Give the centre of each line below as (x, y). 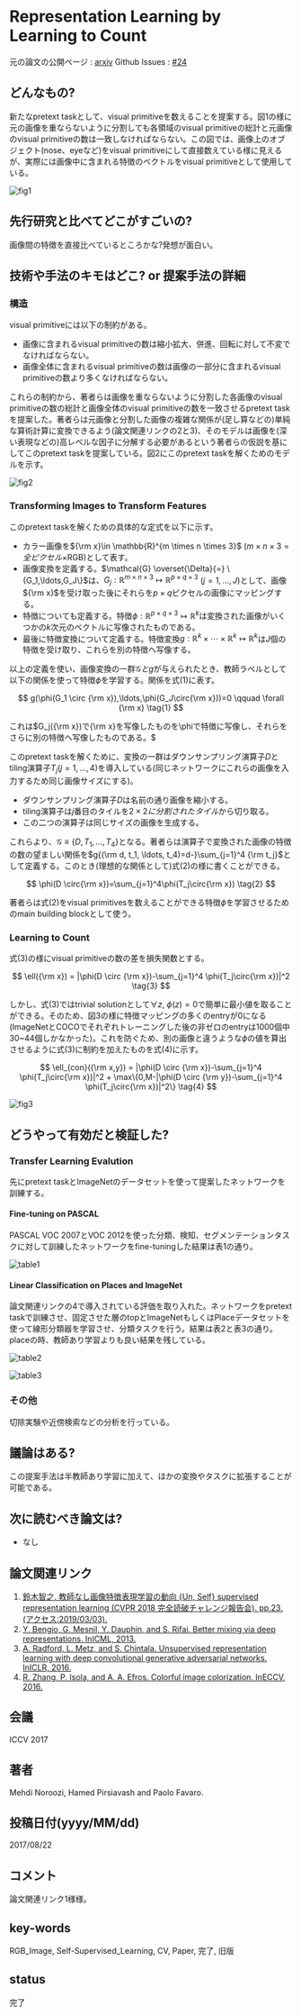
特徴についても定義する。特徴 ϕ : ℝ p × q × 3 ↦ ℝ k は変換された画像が (146, 615)
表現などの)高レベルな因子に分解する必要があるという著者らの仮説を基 (148, 442)
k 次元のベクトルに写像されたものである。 (123, 627)
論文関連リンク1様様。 (50, 1899)
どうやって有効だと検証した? (89, 1135)
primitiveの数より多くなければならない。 (97, 378)
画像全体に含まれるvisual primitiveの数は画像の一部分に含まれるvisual (151, 367)
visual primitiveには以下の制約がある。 (80, 325)
